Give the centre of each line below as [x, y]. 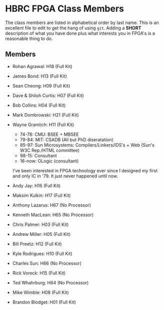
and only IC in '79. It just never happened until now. [65, 176]
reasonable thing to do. [29, 39]
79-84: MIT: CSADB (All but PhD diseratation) [67, 139]
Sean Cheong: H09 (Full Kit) [41, 86]
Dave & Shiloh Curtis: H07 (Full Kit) [48, 95]
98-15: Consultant [38, 155]
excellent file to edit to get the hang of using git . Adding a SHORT [73, 28]
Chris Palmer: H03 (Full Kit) [40, 224]
